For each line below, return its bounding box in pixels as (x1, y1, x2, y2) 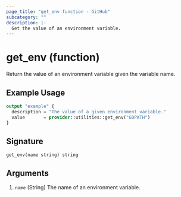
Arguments (6, 168, 49, 178)
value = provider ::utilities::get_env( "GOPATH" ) (11, 114, 151, 120)
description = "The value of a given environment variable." (11, 109, 167, 115)
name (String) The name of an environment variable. (14, 184, 141, 191)
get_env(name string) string (6, 152, 79, 158)
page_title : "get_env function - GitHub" (6, 8, 111, 15)
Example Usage (6, 87, 65, 98)
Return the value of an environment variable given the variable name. (6, 71, 176, 78)
